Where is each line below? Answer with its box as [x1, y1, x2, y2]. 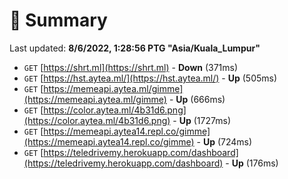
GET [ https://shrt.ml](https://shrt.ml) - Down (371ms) [23, 61, 239, 73]
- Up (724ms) [196, 135, 253, 148]
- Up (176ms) [225, 157, 279, 169]
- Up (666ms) [168, 93, 226, 105]
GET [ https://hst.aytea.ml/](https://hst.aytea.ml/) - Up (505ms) [23, 72, 278, 84]
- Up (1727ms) [172, 114, 231, 126]
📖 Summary [9, 9, 108, 32]
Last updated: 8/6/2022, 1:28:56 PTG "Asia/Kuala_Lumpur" [9, 42, 261, 54]
